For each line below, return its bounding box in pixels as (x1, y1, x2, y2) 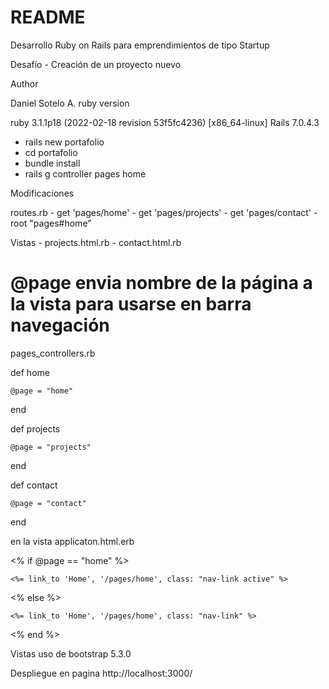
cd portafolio (24, 146, 78, 158)
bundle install (24, 157, 81, 169)
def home (10, 366, 50, 378)
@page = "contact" (10, 498, 87, 508)
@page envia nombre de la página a (10, 272, 313, 295)
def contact (10, 479, 58, 491)
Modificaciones (10, 187, 75, 199)
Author (10, 77, 39, 90)
